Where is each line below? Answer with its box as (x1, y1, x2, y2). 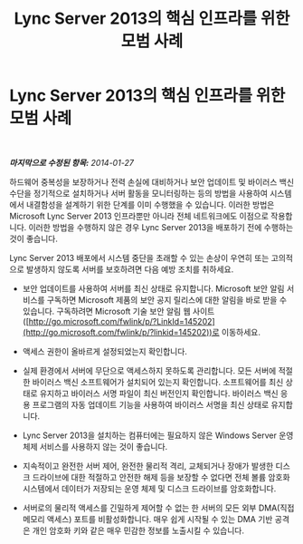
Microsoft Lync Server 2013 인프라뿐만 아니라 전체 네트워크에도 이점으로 (9, 210, 270, 221)
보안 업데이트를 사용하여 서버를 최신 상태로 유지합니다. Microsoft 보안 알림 (22, 283, 285, 294)
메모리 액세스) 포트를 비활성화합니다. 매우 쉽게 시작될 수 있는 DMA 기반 (22, 513, 273, 524)
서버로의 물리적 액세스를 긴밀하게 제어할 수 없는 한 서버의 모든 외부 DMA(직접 (22, 502, 295, 513)
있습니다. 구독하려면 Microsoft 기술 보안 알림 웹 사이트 (22, 306, 215, 316)
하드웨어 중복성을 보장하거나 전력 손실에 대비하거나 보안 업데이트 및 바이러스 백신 (9, 176, 295, 187)
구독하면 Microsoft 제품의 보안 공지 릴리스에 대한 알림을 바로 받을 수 (46, 294, 288, 305)
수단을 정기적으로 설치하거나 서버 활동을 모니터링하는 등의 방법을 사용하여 (9, 188, 269, 199)
